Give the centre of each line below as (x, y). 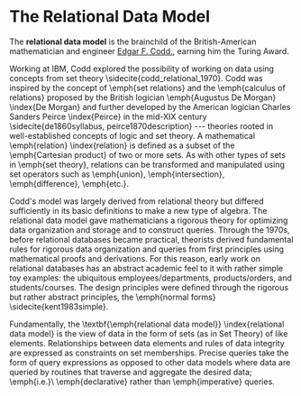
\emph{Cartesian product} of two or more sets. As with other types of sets (148, 154)
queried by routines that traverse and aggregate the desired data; (131, 372)
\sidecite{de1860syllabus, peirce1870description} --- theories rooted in (141, 126)
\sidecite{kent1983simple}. (59, 306)
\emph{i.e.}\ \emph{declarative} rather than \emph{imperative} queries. (142, 382)
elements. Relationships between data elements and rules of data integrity (147, 343)
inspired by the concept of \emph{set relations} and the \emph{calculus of (147, 87)
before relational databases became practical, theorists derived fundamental (151, 239)
